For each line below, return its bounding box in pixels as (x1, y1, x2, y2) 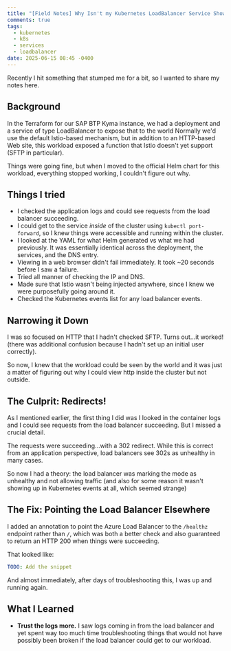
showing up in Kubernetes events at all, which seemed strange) (7, 484, 187, 492)
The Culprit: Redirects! (7, 395, 107, 407)
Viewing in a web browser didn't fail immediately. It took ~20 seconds (16, 258, 214, 267)
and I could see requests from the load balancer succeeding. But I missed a (7, 421, 221, 429)
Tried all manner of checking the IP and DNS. (16, 273, 145, 281)
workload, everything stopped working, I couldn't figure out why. (7, 169, 191, 177)
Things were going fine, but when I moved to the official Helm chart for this (7, 162, 220, 170)
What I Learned (7, 603, 74, 615)
